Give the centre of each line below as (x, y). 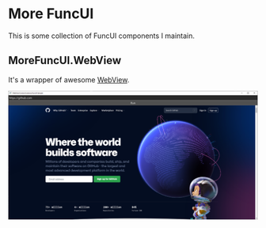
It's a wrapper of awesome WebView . (69, 79)
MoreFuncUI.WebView (65, 61)
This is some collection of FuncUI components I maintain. (102, 36)
